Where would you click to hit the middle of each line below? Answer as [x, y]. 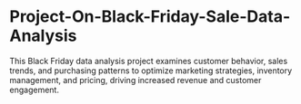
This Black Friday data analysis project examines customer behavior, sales [149, 61]
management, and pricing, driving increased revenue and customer [135, 80]
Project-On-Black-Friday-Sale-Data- [150, 17]
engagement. [34, 90]
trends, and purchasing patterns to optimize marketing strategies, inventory [151, 71]
